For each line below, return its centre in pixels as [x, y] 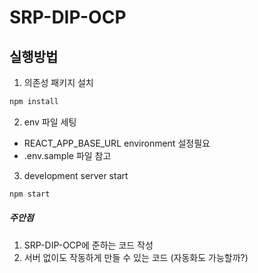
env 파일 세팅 [50, 122]
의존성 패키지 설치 [58, 82]
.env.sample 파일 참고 [67, 155]
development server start [76, 175]
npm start [30, 194]
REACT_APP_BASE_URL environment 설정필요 [117, 143]
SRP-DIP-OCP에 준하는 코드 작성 [88, 245]
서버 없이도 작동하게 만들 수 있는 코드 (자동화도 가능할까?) [136, 257]
